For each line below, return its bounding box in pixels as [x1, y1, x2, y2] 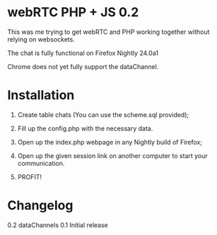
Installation [7, 88, 75, 103]
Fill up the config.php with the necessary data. [17, 124, 153, 133]
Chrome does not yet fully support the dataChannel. [7, 62, 159, 71]
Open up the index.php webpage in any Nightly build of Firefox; [17, 138, 203, 146]
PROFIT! [17, 172, 42, 181]
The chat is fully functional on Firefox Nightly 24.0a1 [7, 49, 159, 57]
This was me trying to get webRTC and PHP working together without [7, 28, 210, 36]
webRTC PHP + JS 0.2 [7, 4, 139, 20]
